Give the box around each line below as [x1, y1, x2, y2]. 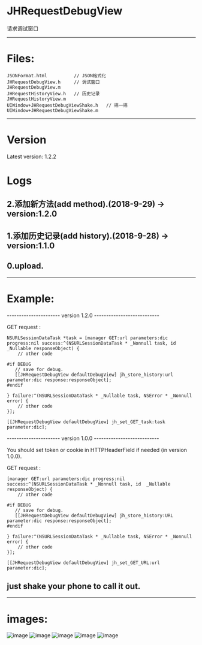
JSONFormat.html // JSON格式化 [7, 73, 107, 79]
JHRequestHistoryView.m [7, 96, 67, 102]
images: [7, 612, 48, 626]
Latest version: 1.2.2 [7, 153, 56, 160]
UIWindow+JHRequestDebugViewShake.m [7, 107, 98, 113]
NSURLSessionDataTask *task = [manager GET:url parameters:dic [7, 334, 168, 341]
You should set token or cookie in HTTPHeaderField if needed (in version [7, 446, 188, 453]
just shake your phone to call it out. [7, 581, 141, 591]
